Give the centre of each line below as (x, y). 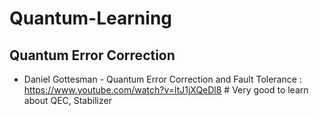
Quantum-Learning (90, 18)
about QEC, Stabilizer (67, 100)
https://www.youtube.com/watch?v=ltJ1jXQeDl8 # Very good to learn (166, 90)
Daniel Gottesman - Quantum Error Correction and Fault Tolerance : (162, 79)
